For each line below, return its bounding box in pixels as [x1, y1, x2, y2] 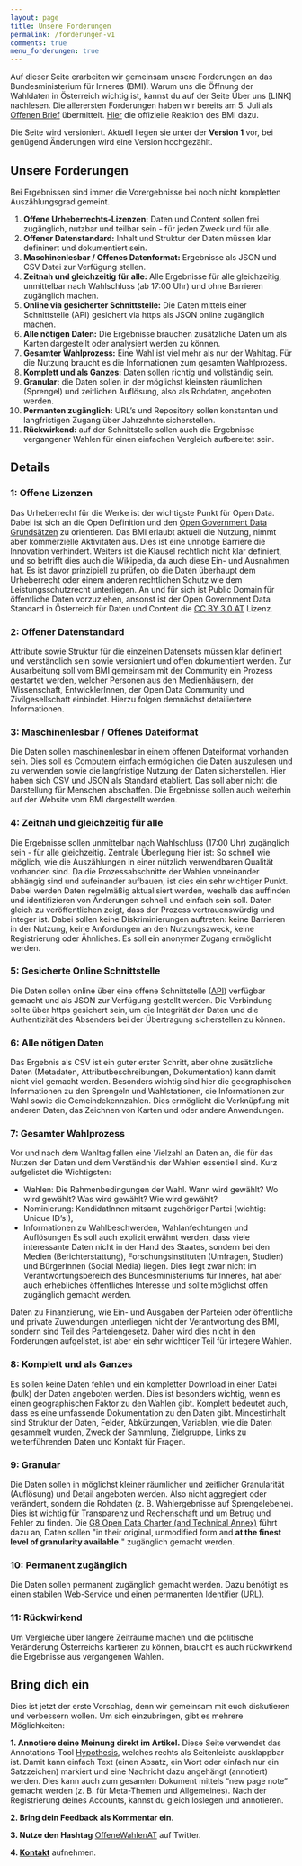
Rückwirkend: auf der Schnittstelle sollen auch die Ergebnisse [22, 424, 255, 435]
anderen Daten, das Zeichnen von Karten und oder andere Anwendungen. [10, 1105, 285, 1116]
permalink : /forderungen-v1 [10, 30, 116, 39]
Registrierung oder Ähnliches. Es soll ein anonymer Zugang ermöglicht [10, 933, 272, 944]
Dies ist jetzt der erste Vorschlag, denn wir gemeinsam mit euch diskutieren [10, 1701, 290, 1712]
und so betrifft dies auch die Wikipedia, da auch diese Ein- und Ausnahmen [10, 555, 289, 566]
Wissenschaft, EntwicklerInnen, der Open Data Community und [10, 684, 244, 694]
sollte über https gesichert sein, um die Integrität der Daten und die [10, 1004, 259, 1015]
